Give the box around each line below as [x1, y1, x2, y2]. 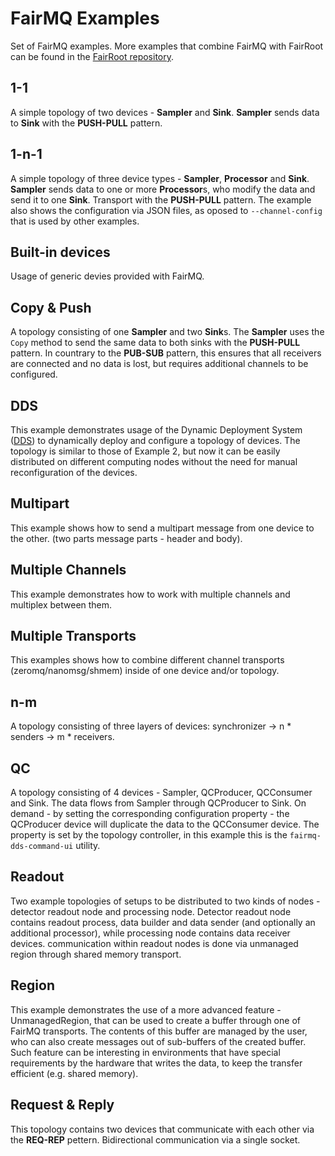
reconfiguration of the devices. [10, 467, 138, 478]
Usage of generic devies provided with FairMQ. [10, 270, 205, 282]
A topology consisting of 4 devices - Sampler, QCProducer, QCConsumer [10, 787, 313, 799]
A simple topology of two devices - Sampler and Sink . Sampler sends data [10, 106, 320, 118]
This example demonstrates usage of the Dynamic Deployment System [10, 424, 303, 436]
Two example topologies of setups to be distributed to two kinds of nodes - [10, 895, 321, 907]
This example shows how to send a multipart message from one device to [10, 522, 315, 534]
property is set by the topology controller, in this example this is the [10, 829, 288, 841]
